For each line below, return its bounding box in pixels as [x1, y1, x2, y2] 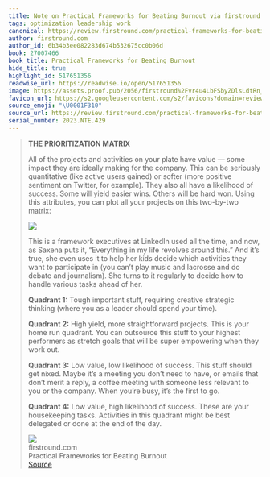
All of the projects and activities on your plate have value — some [27, 154, 245, 164]
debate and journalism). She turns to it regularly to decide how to [27, 271, 243, 280]
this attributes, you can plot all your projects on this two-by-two [27, 197, 239, 206]
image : [8, 86, 31, 95]
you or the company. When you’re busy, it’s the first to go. [27, 386, 220, 396]
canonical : [8, 27, 45, 35]
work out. [27, 344, 60, 355]
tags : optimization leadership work [8, 19, 131, 27]
